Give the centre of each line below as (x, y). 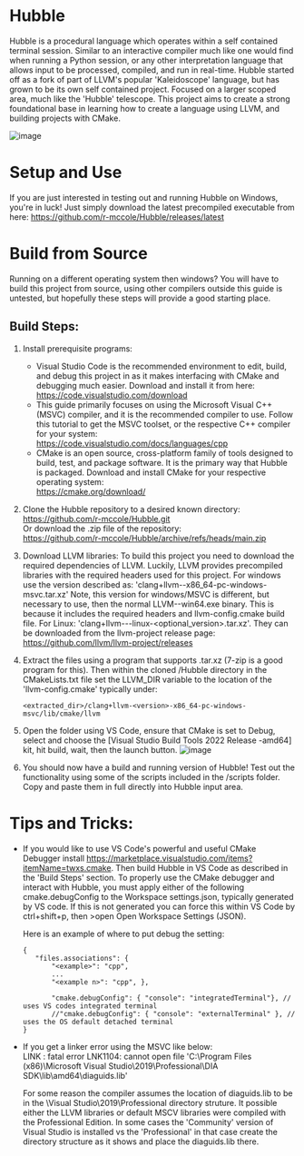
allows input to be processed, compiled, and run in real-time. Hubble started (152, 70)
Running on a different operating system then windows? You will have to (144, 279)
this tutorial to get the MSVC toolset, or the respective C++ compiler (163, 424)
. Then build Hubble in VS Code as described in (200, 867)
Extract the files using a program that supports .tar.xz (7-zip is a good (152, 660)
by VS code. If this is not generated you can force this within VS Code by (158, 906)
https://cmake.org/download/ (91, 491)
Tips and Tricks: (72, 823)
